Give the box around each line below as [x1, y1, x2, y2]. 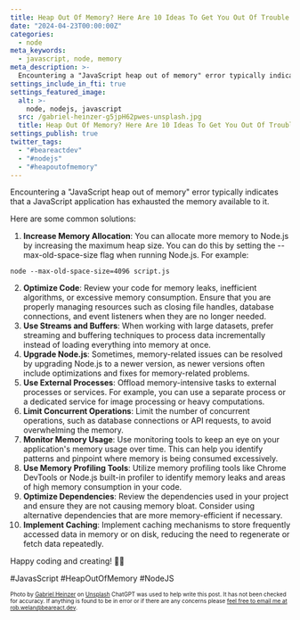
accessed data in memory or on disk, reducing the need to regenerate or [22, 529, 290, 540]
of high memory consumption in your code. [22, 482, 182, 492]
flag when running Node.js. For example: [100, 250, 249, 260]
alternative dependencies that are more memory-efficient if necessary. [22, 510, 283, 521]
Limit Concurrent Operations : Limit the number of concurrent [22, 406, 250, 417]
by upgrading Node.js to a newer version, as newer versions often [22, 359, 265, 369]
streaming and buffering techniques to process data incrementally [22, 330, 266, 341]
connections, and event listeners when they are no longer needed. [22, 311, 266, 322]
